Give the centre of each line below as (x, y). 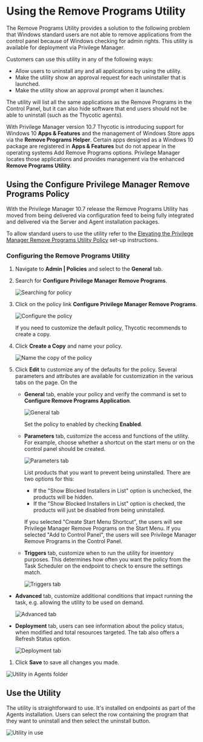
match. (33, 572)
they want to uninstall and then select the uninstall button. (78, 721)
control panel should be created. (65, 449)
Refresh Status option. (43, 639)
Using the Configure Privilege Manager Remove (98, 184)
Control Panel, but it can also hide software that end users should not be (97, 108)
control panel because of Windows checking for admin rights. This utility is (100, 41)
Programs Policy (38, 194)
